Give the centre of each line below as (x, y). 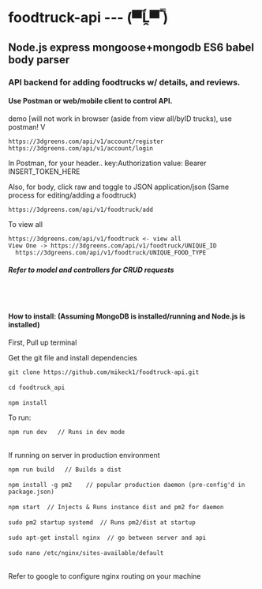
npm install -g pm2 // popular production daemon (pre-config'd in (127, 485)
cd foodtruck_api (37, 387)
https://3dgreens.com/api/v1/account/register (86, 142)
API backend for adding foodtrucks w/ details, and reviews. (124, 82)
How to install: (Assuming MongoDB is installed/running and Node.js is (127, 316)
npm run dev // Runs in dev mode (67, 432)
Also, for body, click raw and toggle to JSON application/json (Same (119, 187)
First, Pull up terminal (43, 342)
